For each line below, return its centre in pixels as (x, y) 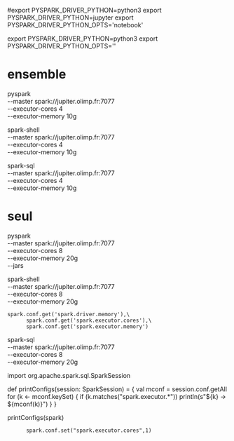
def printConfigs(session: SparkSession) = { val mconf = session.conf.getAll (117, 389)
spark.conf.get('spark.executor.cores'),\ (89, 320)
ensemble (37, 75)
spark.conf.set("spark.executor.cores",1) (89, 430)
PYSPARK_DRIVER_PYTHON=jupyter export (71, 18)
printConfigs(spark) (36, 417)
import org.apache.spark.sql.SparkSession (69, 375)
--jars (15, 265)
